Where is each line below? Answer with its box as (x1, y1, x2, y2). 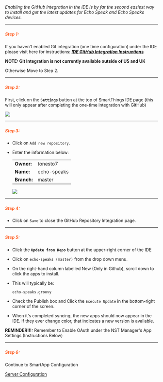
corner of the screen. (12, 303, 55, 309)
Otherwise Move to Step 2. (5, 68, 59, 73)
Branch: (14, 176, 33, 183)
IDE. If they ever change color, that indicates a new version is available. (12, 318, 154, 324)
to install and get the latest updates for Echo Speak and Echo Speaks (5, 9, 145, 15)
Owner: (14, 161, 33, 167)
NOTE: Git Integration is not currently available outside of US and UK (5, 58, 146, 64)
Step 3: (5, 127, 20, 133)
